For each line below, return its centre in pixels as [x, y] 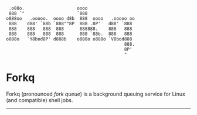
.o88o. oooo [48, 8]
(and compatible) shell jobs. [40, 100]
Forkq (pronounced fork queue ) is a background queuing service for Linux [96, 94]
